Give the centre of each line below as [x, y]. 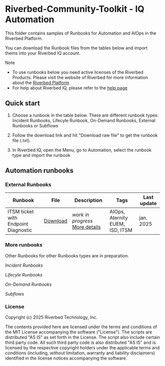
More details [86, 227]
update [148, 204]
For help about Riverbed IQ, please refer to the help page [70, 88]
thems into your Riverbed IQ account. [43, 53]
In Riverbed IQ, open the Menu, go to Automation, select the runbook [82, 150]
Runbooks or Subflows [35, 125]
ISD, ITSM [121, 230]
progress [82, 221]
